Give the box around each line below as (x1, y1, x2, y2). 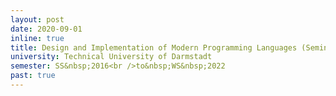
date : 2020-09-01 (10, 24, 83, 34)
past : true (10, 71, 56, 81)
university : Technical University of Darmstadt (10, 52, 213, 62)
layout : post (10, 14, 65, 25)
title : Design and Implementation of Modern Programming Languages (10, 42, 298, 53)
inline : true (10, 33, 65, 43)
